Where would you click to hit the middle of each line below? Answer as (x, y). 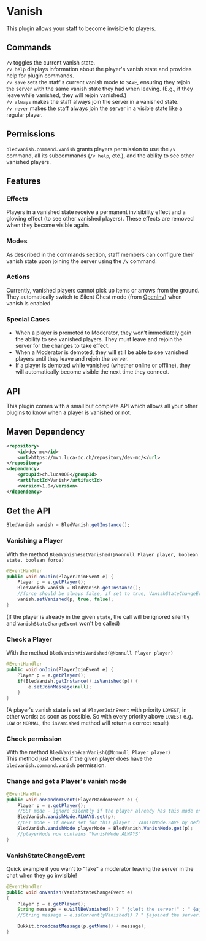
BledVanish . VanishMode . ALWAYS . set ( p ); (67, 817)
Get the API (29, 511)
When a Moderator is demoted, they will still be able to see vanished (101, 352)
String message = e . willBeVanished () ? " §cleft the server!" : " (104, 910)
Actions (18, 277)
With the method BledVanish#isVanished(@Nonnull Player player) (90, 653)
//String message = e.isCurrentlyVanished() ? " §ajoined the (98, 915)
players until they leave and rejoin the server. (72, 359)
